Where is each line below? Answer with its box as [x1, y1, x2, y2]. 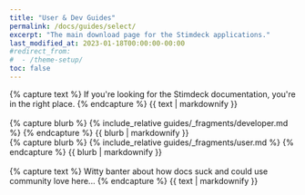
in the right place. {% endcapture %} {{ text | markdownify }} [9, 98, 239, 109]
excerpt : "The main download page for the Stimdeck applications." [9, 30, 271, 39]
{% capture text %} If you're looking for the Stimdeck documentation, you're [9, 88, 296, 100]
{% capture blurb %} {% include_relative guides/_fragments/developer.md [9, 117, 289, 128]
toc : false [9, 64, 51, 73]
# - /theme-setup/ [9, 55, 84, 64]
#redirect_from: [9, 47, 71, 56]
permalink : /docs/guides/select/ [9, 22, 137, 31]
